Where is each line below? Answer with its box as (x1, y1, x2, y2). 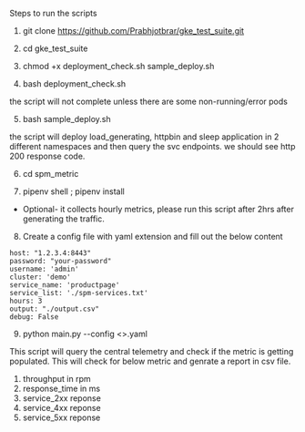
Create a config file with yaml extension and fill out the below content (22, 231, 284, 242)
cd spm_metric (22, 169, 79, 179)
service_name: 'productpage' (9, 281, 120, 290)
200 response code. (9, 150, 86, 161)
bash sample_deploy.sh (22, 114, 111, 124)
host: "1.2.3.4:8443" (9, 249, 92, 258)
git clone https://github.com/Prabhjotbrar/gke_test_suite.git (22, 26, 244, 36)
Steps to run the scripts (9, 8, 97, 18)
